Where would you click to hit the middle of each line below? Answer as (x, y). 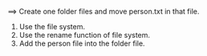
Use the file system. (52, 26)
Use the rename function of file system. (84, 35)
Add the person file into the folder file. (82, 43)
